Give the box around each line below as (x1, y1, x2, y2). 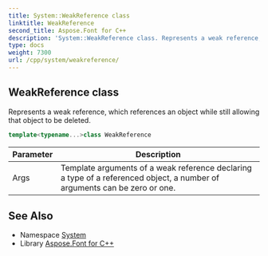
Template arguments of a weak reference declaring (60, 162, 253, 173)
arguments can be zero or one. (60, 182, 176, 193)
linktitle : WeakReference (8, 19, 94, 27)
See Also (8, 209, 53, 223)
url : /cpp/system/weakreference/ (8, 57, 120, 65)
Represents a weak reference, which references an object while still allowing (8, 107, 260, 116)
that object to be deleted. (8, 115, 92, 124)
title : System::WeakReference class (8, 11, 130, 20)
